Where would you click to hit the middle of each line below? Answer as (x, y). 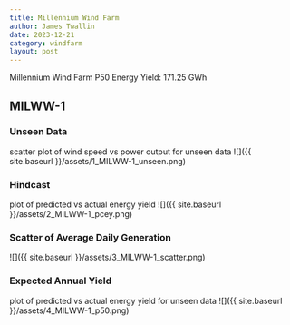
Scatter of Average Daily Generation (91, 238)
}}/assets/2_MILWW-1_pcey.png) (71, 214)
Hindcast (30, 184)
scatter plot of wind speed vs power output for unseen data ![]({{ (130, 152)
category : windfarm (46, 43)
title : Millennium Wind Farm (64, 18)
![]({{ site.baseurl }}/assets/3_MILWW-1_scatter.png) (107, 257)
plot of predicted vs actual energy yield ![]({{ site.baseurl (116, 204)
